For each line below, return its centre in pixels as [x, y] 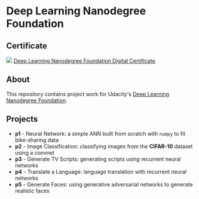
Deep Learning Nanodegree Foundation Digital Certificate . [85, 61]
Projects [22, 119]
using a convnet [35, 152]
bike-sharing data [36, 140]
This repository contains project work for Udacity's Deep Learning [88, 94]
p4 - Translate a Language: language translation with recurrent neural [101, 172]
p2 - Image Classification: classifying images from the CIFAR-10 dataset [104, 146]
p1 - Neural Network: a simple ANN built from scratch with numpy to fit [100, 133]
